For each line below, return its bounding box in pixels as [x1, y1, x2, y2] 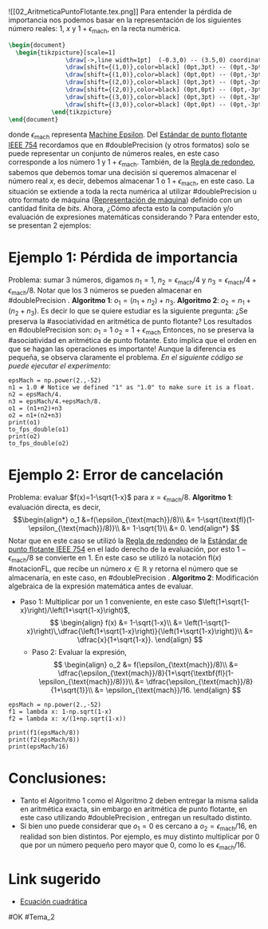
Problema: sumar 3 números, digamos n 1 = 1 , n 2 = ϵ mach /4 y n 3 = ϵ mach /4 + [8, 275, 257, 286]
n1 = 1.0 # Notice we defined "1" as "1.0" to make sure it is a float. [8, 383, 255, 391]
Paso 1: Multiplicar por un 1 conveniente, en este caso [19, 597, 197, 607]
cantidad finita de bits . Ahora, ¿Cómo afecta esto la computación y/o [8, 203, 234, 213]
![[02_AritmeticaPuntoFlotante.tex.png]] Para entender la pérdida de [8, 7, 232, 16]
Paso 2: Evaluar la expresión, [31, 648, 128, 657]
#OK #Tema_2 [8, 911, 55, 922]
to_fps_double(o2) [8, 439, 69, 447]
